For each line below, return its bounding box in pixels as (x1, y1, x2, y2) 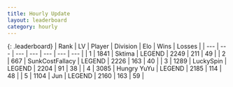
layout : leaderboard (7, 17, 68, 24)
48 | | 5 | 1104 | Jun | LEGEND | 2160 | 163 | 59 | (7, 72, 145, 80)
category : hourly (7, 23, 58, 30)
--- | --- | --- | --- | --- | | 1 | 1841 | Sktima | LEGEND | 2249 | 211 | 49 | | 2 (15, 49, 226, 58)
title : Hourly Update (7, 10, 71, 17)
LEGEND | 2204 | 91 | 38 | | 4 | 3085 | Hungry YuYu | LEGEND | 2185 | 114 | (7, 64, 222, 73)
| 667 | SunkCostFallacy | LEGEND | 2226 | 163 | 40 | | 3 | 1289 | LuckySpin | (7, 57, 227, 65)
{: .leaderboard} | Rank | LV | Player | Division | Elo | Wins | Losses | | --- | (7, 42, 219, 51)
